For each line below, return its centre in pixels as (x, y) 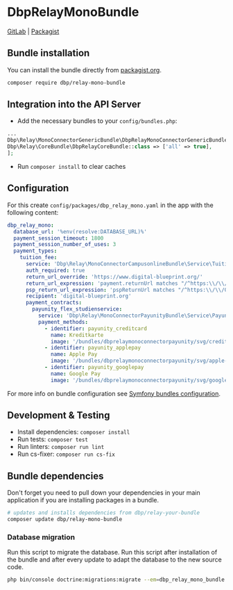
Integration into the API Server (74, 105)
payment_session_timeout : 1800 (59, 238)
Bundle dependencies (55, 476)
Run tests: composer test (53, 439)
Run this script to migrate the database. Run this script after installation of (112, 552)
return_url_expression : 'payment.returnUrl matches (102, 283)
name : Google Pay (76, 374)
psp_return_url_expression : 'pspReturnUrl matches (100, 290)
